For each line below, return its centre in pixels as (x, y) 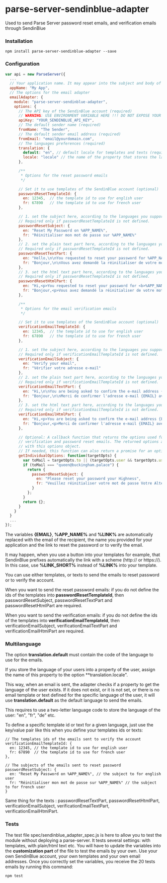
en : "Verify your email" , (50, 364)
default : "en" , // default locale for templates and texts (85, 153)
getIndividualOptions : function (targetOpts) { (67, 456)
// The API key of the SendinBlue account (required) (75, 111)
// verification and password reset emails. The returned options (88, 442)
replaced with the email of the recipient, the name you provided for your (79, 540)
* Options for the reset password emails (64, 175)
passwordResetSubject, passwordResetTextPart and (59, 600)
